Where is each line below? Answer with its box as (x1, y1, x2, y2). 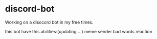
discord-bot (5, 3, 55, 14)
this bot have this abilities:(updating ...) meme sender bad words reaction (5, 28, 153, 34)
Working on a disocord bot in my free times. (5, 19, 94, 25)
